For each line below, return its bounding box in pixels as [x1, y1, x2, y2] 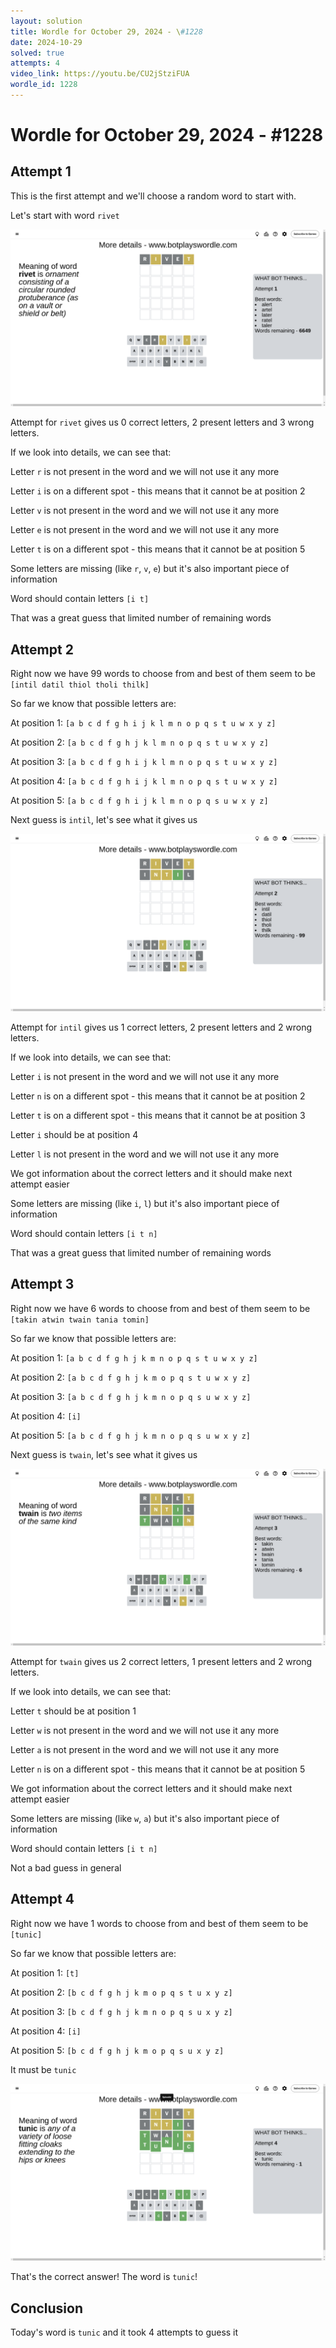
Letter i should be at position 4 [10, 1128, 139, 1140]
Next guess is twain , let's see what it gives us [10, 1448, 198, 1460]
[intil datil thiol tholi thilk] [10, 680, 150, 690]
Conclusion [10, 2300, 84, 2317]
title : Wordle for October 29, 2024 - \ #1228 [10, 26, 203, 37]
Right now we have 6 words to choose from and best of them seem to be [10, 1302, 311, 1314]
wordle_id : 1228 [10, 80, 78, 90]
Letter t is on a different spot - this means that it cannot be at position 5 [10, 543, 306, 555]
